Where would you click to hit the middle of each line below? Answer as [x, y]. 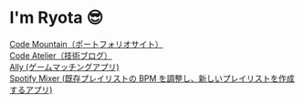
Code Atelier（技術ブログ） [61, 55]
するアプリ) [31, 89]
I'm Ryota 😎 [56, 18]
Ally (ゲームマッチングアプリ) [65, 67]
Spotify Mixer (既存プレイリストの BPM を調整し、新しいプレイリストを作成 [152, 78]
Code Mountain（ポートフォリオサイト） [87, 44]
